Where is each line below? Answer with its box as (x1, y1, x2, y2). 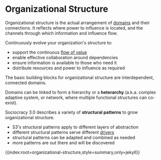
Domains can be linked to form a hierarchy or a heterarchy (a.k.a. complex (5, 89, 156, 95)
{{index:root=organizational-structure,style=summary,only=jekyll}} (5, 149, 140, 155)
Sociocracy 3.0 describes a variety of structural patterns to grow (5, 109, 138, 115)
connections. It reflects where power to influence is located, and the (5, 25, 143, 31)
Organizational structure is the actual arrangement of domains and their (5, 20, 150, 26)
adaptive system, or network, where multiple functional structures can (5, 95, 147, 100)
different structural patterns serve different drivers (12, 129, 114, 135)
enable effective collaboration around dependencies (12, 54, 118, 60)
